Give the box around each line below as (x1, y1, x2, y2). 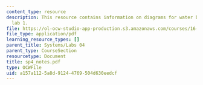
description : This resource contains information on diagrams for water (6, 14, 193, 20)
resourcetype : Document (6, 53, 66, 59)
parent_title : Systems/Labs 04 (6, 42, 85, 48)
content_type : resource (6, 8, 66, 15)
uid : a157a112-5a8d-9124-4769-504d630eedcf (6, 70, 118, 76)
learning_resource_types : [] (6, 37, 80, 42)
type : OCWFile (6, 64, 42, 71)
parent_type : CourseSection (6, 48, 77, 54)
